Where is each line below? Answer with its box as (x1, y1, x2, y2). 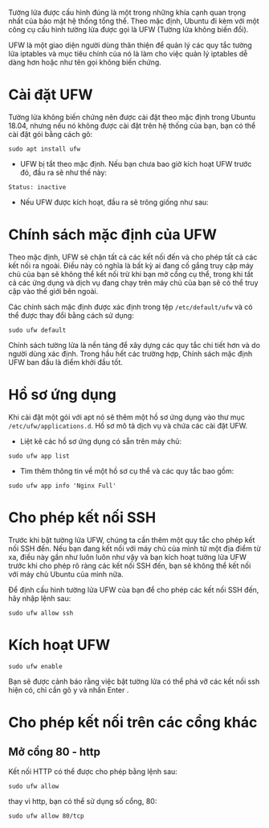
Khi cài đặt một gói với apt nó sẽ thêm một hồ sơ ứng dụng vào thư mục (8, 412, 245, 422)
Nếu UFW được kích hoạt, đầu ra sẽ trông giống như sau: (19, 197, 209, 207)
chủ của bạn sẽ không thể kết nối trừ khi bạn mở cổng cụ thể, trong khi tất (8, 269, 254, 279)
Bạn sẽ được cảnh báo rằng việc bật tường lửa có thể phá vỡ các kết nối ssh (8, 677, 260, 686)
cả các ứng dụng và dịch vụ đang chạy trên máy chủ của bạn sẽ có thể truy (8, 278, 259, 288)
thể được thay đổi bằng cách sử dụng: (8, 310, 134, 320)
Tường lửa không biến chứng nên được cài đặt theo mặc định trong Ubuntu (8, 112, 255, 122)
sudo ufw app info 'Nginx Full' (8, 482, 116, 490)
